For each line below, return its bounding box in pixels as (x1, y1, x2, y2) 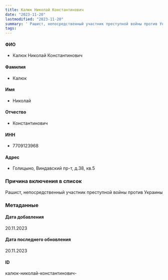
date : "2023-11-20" (5, 12, 46, 17)
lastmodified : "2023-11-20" (5, 16, 64, 21)
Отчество (5, 109, 26, 115)
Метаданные (5, 201, 39, 208)
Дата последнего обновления (5, 236, 71, 242)
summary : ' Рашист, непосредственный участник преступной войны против (5, 21, 157, 26)
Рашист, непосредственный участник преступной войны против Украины (5, 189, 163, 195)
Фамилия (5, 63, 26, 70)
